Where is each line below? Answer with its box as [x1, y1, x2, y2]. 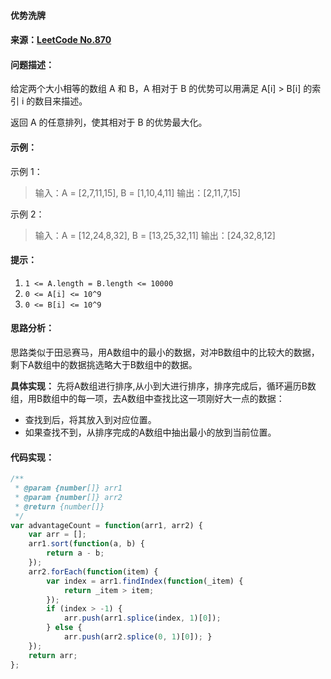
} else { [46, 623, 83, 633]
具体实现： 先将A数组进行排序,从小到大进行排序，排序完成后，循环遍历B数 [10, 380, 317, 392]
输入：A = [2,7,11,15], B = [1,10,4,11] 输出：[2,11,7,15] [34, 186, 242, 199]
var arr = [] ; [28, 530, 87, 540]
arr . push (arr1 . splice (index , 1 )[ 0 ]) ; [63, 613, 222, 624]
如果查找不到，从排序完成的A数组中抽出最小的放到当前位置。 [24, 426, 277, 438]
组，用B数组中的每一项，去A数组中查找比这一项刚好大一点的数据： [10, 393, 285, 404]
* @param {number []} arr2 [14, 492, 123, 502]
